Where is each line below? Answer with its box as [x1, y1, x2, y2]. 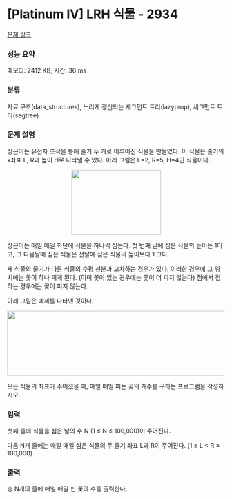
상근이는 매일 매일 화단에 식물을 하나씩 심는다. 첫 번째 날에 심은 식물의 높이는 [7, 241, 213, 249]
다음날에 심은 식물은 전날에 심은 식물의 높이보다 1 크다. [23, 249, 170, 258]
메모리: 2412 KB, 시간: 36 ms [7, 66, 87, 75]
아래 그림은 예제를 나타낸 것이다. [7, 296, 95, 305]
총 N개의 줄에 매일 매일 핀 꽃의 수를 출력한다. [7, 484, 128, 493]
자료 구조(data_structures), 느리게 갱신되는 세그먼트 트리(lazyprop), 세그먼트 [7, 102, 216, 111]
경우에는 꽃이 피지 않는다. [19, 281, 88, 290]
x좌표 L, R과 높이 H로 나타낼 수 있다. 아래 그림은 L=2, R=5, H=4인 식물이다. [7, 156, 211, 164]
